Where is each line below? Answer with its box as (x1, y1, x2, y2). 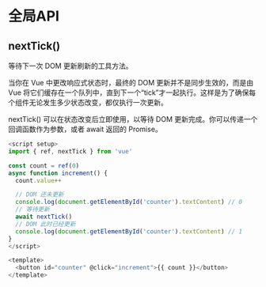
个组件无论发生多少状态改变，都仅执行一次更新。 (8, 98, 168, 107)
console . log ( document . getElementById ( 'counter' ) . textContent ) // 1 (15, 227, 243, 236)
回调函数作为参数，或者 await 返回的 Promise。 (8, 124, 162, 134)
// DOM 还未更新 (15, 191, 65, 198)
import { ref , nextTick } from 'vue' (8, 147, 133, 155)
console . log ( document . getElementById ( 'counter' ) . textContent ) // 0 (15, 198, 243, 206)
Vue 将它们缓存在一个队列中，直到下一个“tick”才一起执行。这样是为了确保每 (8, 88, 256, 97)
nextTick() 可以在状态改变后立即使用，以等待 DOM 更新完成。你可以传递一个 (8, 115, 258, 123)
